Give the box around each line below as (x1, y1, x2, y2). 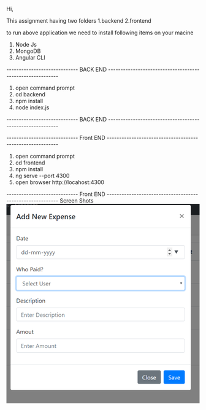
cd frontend (15, 159, 45, 166)
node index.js (15, 104, 50, 111)
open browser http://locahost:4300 (15, 179, 105, 186)
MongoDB (15, 47, 41, 55)
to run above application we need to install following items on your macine (6, 29, 194, 36)
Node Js (15, 41, 37, 48)
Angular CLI (15, 54, 45, 61)
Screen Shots (59, 197, 94, 204)
